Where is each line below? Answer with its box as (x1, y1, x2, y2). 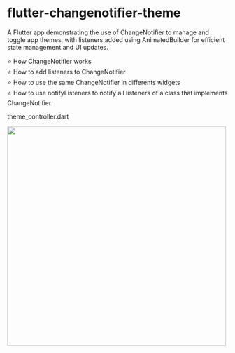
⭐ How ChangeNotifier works (7, 57, 92, 65)
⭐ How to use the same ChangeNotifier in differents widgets (7, 78, 180, 86)
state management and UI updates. (7, 43, 108, 51)
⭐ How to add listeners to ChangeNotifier (7, 67, 126, 76)
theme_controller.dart (7, 112, 69, 121)
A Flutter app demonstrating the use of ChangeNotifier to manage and (7, 28, 210, 36)
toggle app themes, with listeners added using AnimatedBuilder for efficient (7, 35, 225, 44)
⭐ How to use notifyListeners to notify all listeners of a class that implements (7, 88, 228, 97)
